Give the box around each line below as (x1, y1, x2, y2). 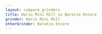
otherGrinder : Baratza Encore (5, 21, 70, 26)
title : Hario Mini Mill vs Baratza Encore (5, 12, 97, 17)
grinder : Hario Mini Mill (5, 16, 60, 21)
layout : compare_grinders (5, 7, 60, 12)
